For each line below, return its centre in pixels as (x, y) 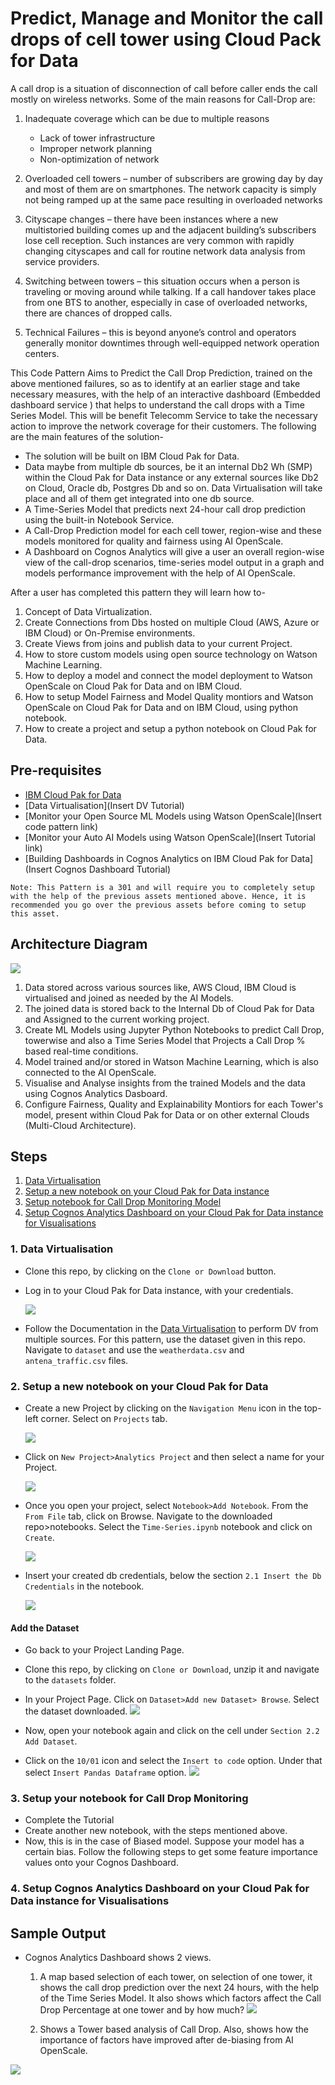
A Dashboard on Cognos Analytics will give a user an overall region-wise (174, 551)
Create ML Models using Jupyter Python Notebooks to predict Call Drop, (174, 1029)
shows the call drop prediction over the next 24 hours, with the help (179, 1988)
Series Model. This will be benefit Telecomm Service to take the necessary (164, 415)
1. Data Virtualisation (62, 1249)
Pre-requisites (56, 770)
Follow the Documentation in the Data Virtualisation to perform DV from (171, 1328)
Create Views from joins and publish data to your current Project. (158, 643)
